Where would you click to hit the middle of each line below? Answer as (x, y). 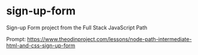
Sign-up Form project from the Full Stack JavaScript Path (77, 27)
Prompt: (16, 39)
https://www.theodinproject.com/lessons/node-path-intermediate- (109, 39)
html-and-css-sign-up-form (41, 45)
